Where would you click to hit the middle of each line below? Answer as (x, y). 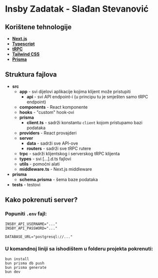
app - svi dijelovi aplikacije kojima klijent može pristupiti (75, 92)
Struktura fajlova (31, 75)
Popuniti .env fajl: (26, 214)
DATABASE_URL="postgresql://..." (39, 237)
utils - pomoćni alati (39, 164)
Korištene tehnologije (38, 27)
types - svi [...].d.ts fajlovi (45, 159)
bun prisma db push (25, 263)
